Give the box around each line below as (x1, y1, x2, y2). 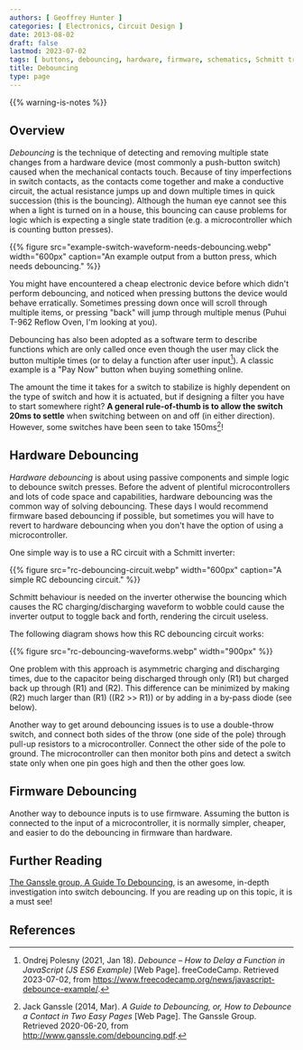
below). (9, 701, 38, 712)
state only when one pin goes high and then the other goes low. (9, 757, 246, 768)
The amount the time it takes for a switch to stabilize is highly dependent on (9, 381, 291, 393)
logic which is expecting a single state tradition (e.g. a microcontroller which (9, 214, 293, 225)
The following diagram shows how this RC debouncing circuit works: (9, 628, 264, 639)
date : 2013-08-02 (9, 30, 75, 39)
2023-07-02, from (22, 974, 91, 985)
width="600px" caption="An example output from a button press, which (9, 250, 278, 262)
